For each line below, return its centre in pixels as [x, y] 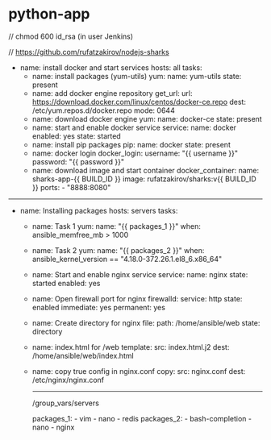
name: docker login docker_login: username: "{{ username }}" [135, 153]
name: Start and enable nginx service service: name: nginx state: [140, 274]
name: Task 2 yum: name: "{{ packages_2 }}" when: [118, 250]
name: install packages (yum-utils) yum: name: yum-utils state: [137, 76]
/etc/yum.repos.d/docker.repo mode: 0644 [103, 110]
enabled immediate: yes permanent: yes [98, 307]
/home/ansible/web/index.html [83, 355]
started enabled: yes [66, 283]
